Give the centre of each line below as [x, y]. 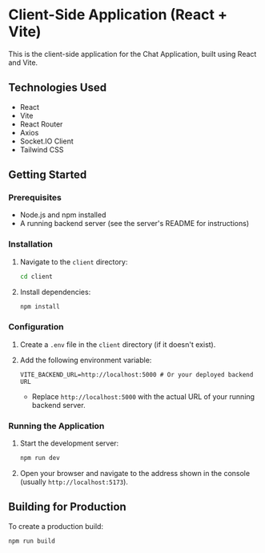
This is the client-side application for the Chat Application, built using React [132, 54]
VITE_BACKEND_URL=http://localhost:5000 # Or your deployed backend [137, 374]
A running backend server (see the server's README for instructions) [135, 224]
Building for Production [67, 507]
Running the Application [56, 426]
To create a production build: [56, 526]
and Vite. [23, 63]
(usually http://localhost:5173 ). [74, 482]
